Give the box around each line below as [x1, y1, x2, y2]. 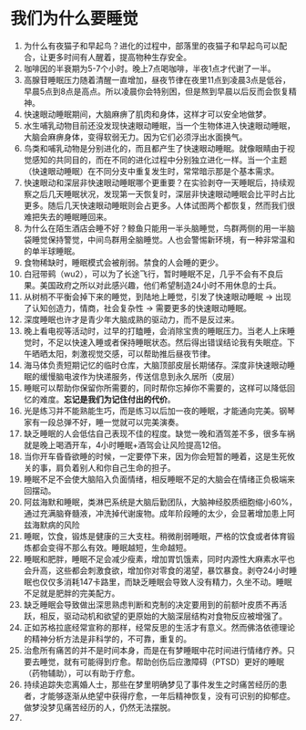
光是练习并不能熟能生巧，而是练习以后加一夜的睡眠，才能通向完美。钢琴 [23, 405, 295, 416]
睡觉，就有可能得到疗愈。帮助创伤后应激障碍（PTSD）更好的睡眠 [39, 656, 285, 667]
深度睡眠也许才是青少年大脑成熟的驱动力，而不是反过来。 [23, 314, 240, 325]
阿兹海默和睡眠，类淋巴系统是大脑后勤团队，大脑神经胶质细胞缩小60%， [23, 496, 298, 507]
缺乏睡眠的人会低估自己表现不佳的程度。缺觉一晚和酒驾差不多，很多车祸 [23, 428, 295, 439]
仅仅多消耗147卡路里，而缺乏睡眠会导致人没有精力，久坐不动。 [39, 576, 277, 587]
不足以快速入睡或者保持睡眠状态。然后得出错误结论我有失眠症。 [47, 337, 288, 348]
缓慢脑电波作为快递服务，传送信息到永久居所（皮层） [39, 370, 240, 381]
